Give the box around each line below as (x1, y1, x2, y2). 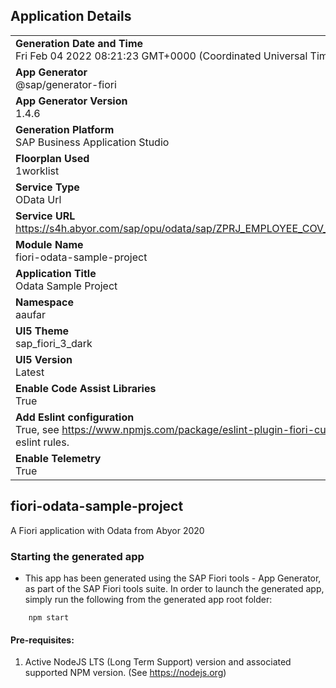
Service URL (15, 209, 76, 223)
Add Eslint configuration (15, 410, 135, 424)
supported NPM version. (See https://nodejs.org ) (24, 667, 227, 679)
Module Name (15, 237, 84, 251)
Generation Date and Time (15, 36, 144, 50)
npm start (28, 612, 70, 623)
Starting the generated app (10, 549, 145, 563)
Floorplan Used (15, 151, 90, 165)
